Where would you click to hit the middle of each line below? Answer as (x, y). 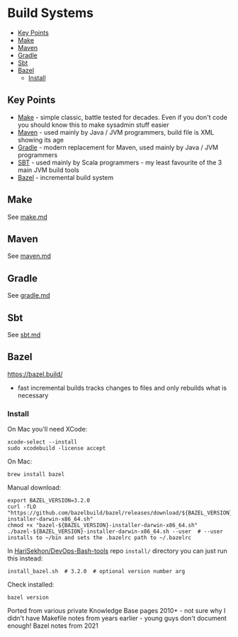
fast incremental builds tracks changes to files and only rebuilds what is (122, 388)
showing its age (41, 140)
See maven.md (29, 256)
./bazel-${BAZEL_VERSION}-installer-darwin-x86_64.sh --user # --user (115, 532)
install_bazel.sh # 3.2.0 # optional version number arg (96, 572)
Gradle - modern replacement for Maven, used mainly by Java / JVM (118, 147)
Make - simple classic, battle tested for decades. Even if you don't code (123, 117)
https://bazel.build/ (35, 374)
